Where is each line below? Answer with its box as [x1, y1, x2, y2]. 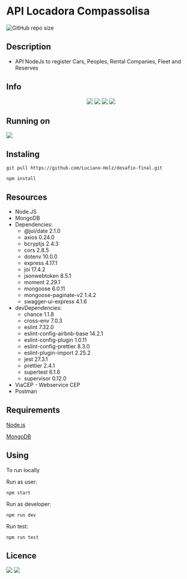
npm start [6, 490, 31, 496]
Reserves [14, 64, 38, 71]
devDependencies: [14, 304, 62, 312]
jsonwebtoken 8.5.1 [23, 272, 72, 279]
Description [6, 42, 51, 52]
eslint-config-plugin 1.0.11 [23, 336, 87, 344]
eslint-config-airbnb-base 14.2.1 [23, 330, 103, 337]
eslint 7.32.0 [23, 324, 54, 330]
